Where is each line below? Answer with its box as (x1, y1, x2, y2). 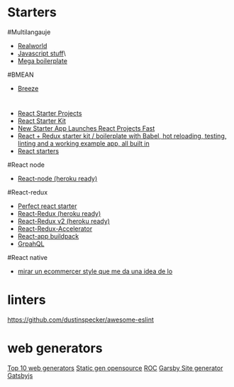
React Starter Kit (17, 116, 66, 125)
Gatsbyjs (7, 371, 33, 380)
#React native (7, 254, 48, 262)
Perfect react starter (17, 202, 77, 210)
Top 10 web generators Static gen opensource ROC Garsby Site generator (7, 364, 223, 372)
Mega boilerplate (17, 56, 67, 65)
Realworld (17, 41, 48, 50)
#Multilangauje (7, 28, 51, 36)
